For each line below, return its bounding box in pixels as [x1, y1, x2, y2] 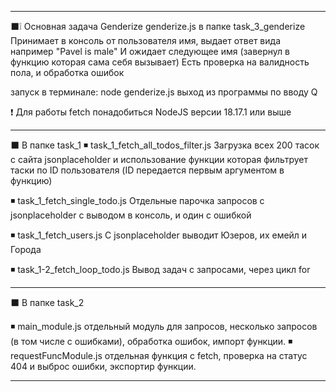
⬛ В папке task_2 [10, 297, 85, 308]
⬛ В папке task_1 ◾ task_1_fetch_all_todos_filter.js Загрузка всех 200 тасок [10, 139, 320, 151]
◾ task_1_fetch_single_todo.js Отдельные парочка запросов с [10, 195, 265, 206]
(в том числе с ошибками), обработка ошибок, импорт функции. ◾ [10, 336, 293, 347]
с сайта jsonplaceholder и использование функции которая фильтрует [10, 154, 308, 165]
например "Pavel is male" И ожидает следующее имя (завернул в [10, 46, 290, 57]
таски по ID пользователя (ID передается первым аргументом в [10, 164, 285, 176]
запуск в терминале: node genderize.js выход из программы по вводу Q [10, 86, 318, 98]
